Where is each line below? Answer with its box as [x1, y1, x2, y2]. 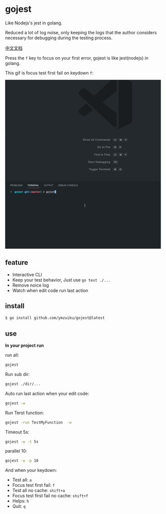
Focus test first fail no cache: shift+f [12, 493, 88, 499]
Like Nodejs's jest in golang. [5, 20, 63, 26]
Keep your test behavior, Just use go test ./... [12, 277, 111, 283]
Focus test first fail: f [12, 482, 55, 488]
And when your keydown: [5, 467, 57, 473]
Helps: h [12, 498, 29, 504]
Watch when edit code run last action [12, 287, 88, 294]
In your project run [5, 343, 44, 349]
